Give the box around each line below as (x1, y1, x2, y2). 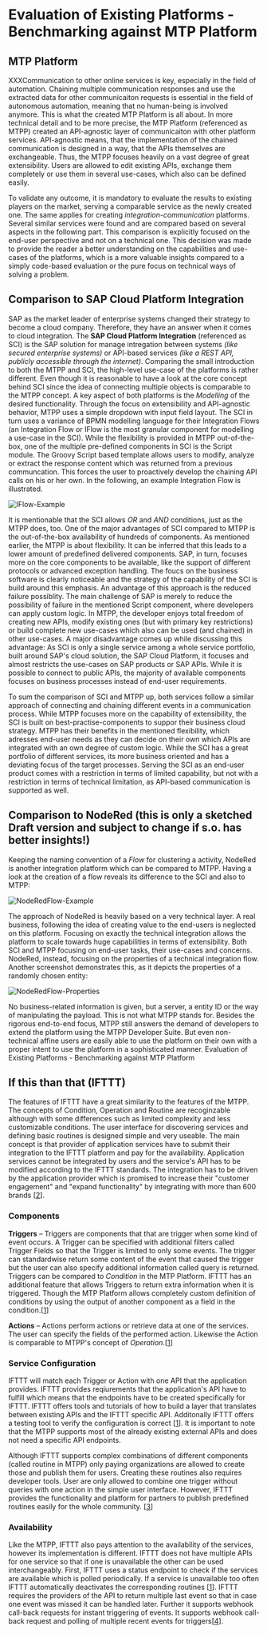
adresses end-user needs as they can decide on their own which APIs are (8, 734, 251, 744)
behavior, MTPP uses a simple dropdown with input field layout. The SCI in (8, 407, 253, 417)
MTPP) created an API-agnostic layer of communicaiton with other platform (8, 126, 257, 136)
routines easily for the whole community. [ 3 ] (8, 1502, 154, 1512)
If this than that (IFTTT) (8, 1076, 126, 1089)
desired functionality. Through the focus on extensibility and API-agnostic (8, 398, 251, 409)
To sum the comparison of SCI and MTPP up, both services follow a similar (8, 692, 254, 701)
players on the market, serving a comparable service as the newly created (8, 202, 253, 211)
